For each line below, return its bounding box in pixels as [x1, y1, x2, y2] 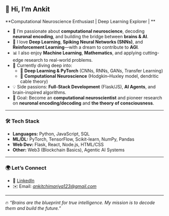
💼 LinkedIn [12, 178, 35, 184]
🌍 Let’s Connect [5, 164, 47, 171]
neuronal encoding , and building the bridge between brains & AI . [12, 33, 148, 39]
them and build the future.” [5, 205, 61, 211]
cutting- [142, 50, 159, 56]
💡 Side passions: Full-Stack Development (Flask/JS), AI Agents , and [12, 83, 156, 89]
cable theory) [20, 78, 48, 84]
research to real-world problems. [24, 57, 93, 63]
